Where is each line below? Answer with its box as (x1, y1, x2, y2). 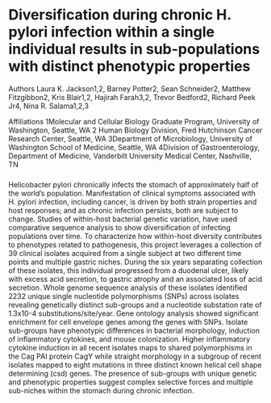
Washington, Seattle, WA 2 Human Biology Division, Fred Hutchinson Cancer (8, 125, 263, 135)
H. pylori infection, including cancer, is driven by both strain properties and (8, 197, 257, 207)
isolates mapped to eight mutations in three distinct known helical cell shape (8, 360, 262, 370)
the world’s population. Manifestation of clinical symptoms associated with (8, 188, 256, 199)
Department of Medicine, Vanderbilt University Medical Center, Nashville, (8, 151, 252, 161)
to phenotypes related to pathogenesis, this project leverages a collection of (8, 240, 262, 250)
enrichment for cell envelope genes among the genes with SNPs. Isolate (8, 317, 248, 327)
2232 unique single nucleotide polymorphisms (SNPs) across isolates (8, 292, 240, 301)
